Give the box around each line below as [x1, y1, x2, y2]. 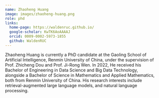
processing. [5, 87, 29, 93]
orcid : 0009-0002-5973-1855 [9, 34, 66, 39]
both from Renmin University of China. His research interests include [5, 77, 142, 83]
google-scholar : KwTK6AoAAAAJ [9, 29, 70, 34]
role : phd [5, 16, 25, 21]
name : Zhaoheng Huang [5, 7, 49, 12]
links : [5, 20, 18, 26]
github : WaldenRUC [9, 39, 47, 43]
